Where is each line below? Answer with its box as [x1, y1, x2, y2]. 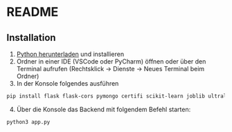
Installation [6, 32, 56, 44]
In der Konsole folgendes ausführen [16, 79, 119, 87]
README [6, 4, 59, 20]
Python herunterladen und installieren [16, 50, 125, 58]
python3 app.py [6, 118, 51, 125]
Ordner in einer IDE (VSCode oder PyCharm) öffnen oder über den [16, 57, 206, 66]
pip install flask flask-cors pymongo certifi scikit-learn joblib [6, 93, 206, 100]
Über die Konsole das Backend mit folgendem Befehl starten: [16, 105, 191, 113]
